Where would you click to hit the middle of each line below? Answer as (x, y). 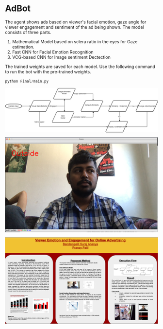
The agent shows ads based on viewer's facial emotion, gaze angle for (76, 22)
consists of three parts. (28, 32)
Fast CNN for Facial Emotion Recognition (53, 52)
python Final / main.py (27, 81)
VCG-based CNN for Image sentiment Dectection (61, 57)
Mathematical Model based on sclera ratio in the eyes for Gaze (75, 41)
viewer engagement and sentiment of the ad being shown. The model (74, 27)
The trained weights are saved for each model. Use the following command (80, 67)
